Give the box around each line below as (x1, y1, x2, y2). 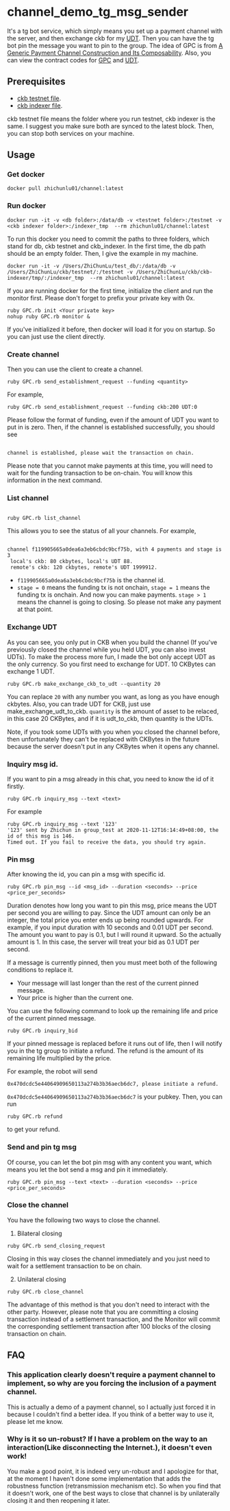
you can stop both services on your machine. (7, 129, 135, 137)
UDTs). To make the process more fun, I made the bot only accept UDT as (7, 652, 216, 661)
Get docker (7, 169, 45, 179)
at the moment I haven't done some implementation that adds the (7, 1474, 192, 1482)
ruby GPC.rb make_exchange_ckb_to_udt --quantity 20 (7, 680, 161, 687)
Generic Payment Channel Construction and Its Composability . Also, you (7, 49, 212, 57)
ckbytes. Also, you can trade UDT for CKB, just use (7, 700, 151, 708)
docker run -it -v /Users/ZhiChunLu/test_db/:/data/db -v (7, 262, 176, 270)
